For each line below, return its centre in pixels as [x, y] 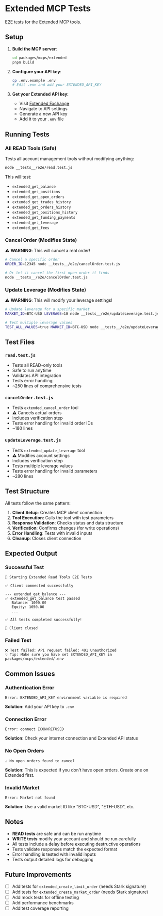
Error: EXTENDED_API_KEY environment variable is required [66, 698]
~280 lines [23, 476]
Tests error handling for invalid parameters [55, 471]
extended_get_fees [31, 228]
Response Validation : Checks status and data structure [68, 523]
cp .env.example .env [34, 81]
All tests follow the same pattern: [38, 503]
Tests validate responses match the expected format [65, 849]
